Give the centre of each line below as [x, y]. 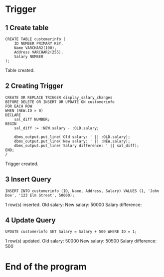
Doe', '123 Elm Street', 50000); [40, 195]
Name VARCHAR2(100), [35, 48]
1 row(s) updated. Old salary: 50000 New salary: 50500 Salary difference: [81, 241]
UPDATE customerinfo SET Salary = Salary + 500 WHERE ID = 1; [71, 232]
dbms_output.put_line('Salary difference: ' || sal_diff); [77, 145]
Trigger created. [22, 163]
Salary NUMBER [29, 56]
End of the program [46, 266]
